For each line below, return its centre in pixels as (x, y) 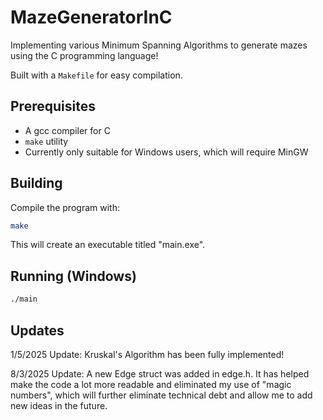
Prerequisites (53, 106)
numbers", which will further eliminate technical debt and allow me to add (161, 395)
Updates (37, 330)
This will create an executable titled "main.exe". (108, 245)
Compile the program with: (65, 207)
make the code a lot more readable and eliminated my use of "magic (151, 384)
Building (36, 183)
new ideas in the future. (59, 405)
